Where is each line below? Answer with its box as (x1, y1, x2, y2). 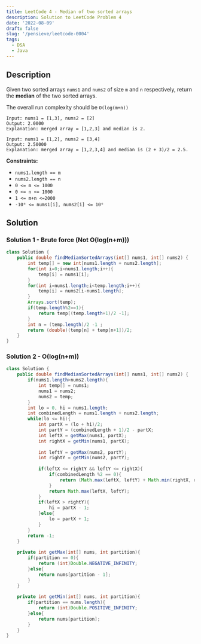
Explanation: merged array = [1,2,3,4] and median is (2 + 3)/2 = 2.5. (6, 146, 188, 152)
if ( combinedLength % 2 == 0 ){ (48, 472, 121, 478)
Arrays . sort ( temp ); (28, 300, 77, 306)
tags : (6, 36, 20, 42)
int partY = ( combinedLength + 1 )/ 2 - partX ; (38, 427, 154, 434)
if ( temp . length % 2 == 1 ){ (28, 305, 84, 311)
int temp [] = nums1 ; (38, 383, 90, 389)
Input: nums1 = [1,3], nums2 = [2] (6, 115, 95, 121)
